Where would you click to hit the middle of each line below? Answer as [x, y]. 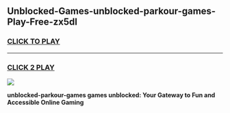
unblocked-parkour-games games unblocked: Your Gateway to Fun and [111, 95]
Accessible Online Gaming [46, 102]
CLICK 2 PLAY [31, 67]
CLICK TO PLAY [34, 42]
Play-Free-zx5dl [42, 22]
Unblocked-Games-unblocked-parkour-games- [112, 11]
